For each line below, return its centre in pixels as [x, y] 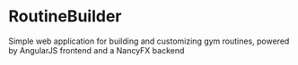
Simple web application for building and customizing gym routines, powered [149, 41]
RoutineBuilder [65, 16]
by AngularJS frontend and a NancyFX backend [96, 50]
